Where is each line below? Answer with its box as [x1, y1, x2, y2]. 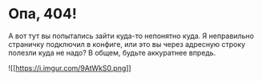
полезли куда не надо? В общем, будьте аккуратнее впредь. [8, 48, 216, 57]
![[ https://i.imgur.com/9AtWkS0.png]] [8, 63, 131, 72]
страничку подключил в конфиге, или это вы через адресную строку [8, 39, 246, 48]
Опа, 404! [8, 5, 78, 23]
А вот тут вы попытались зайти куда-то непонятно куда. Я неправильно [8, 31, 255, 40]
